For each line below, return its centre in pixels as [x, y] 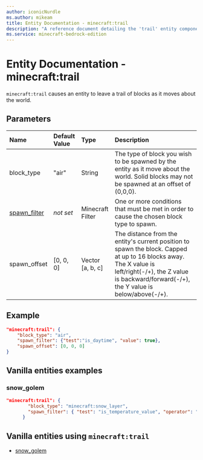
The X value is [135, 264]
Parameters [29, 119]
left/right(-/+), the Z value [152, 271]
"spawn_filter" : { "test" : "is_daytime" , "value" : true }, [89, 341]
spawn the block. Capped [151, 249]
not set [63, 212]
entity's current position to [152, 241]
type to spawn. [136, 224]
